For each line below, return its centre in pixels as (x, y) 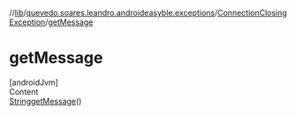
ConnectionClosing (252, 13)
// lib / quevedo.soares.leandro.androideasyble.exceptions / (114, 13)
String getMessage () (46, 101)
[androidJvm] (34, 82)
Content (24, 91)
